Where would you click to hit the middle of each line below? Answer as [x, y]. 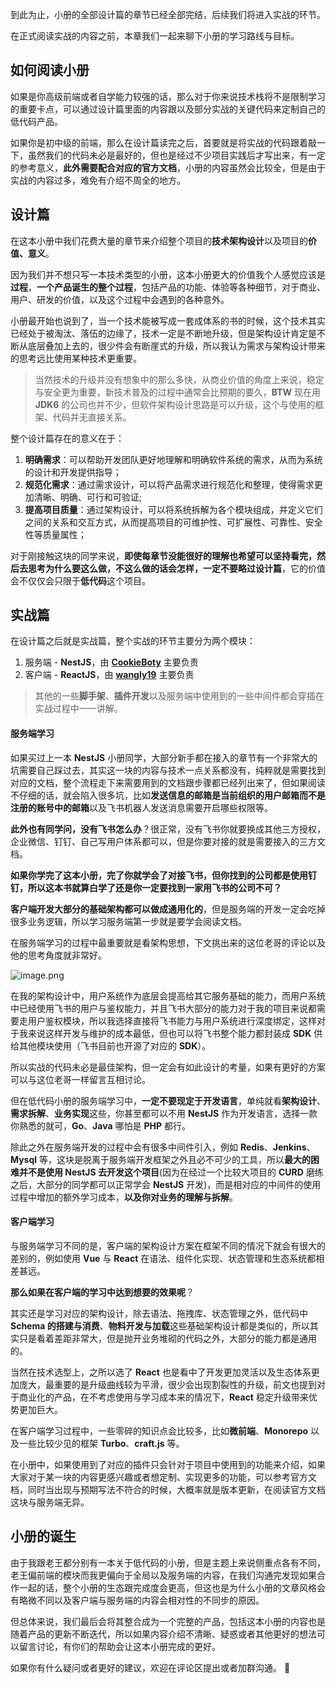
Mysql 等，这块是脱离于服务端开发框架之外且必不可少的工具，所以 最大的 [161, 1159]
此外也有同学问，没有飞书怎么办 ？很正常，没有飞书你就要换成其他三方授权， [168, 829]
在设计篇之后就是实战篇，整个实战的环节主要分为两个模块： [133, 641]
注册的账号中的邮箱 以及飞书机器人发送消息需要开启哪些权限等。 [141, 807]
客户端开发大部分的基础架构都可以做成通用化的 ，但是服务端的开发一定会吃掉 [168, 909]
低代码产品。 [36, 121]
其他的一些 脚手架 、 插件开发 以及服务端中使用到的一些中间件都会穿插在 [179, 696]
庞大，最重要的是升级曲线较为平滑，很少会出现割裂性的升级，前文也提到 [167, 1384]
